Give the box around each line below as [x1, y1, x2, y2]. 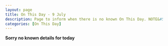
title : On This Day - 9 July [5, 12, 66, 17]
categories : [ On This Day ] [5, 21, 61, 26]
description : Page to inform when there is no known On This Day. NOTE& [5, 16, 160, 21]
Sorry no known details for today [5, 35, 75, 41]
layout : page [5, 7, 32, 12]
